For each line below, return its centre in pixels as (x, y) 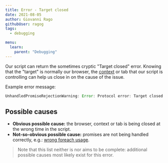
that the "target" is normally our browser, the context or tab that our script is (84, 72)
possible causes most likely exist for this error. (66, 155)
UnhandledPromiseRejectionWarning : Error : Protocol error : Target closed (84, 96)
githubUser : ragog (24, 24)
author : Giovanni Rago (29, 19)
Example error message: (31, 87)
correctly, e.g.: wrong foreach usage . (51, 140)
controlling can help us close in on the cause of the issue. (65, 77)
